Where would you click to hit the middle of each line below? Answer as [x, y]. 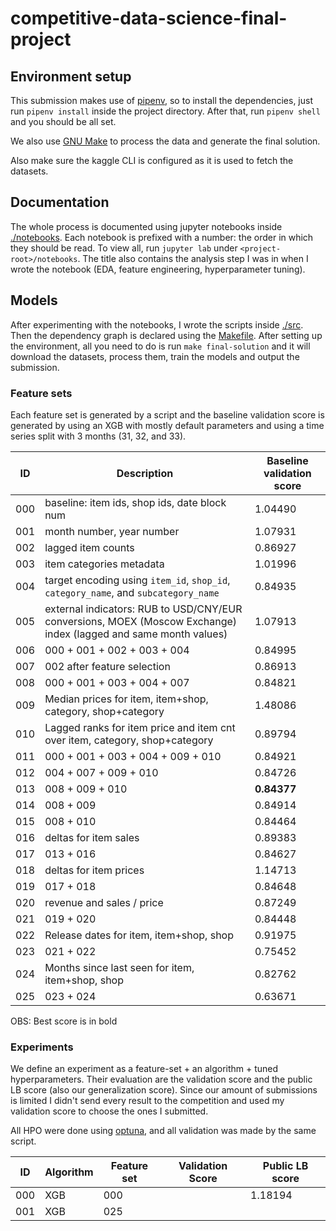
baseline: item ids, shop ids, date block [135, 502]
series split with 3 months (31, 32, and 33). [98, 436]
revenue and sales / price [104, 902]
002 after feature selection [107, 666]
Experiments [42, 1047]
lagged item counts [89, 547]
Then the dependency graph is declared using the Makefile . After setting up [166, 335]
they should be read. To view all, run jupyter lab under [124, 248]
